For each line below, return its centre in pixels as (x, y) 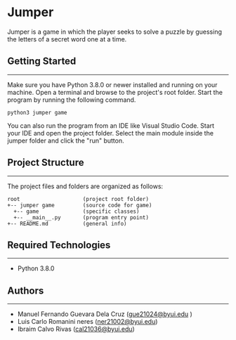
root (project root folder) (78, 199)
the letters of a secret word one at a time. (67, 39)
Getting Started (42, 61)
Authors (26, 290)
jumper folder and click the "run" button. (66, 140)
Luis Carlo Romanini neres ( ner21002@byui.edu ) (87, 322)
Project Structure (46, 163)
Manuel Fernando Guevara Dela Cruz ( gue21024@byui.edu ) (105, 314)
